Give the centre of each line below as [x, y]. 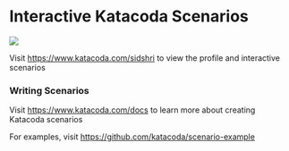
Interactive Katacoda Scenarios [129, 17]
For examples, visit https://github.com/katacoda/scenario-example [132, 137]
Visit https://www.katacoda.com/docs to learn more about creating [132, 110]
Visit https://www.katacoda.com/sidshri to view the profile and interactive [144, 58]
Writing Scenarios [49, 90]
